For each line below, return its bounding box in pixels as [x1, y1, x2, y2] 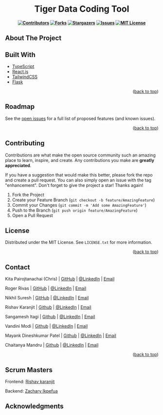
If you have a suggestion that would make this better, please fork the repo [5, 172, 153, 178]
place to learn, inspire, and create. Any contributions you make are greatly [5, 157, 155, 163]
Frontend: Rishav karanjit [5, 379, 55, 385]
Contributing [5, 139, 45, 147]
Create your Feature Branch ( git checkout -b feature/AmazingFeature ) [12, 197, 155, 203]
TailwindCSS [12, 74, 38, 79]
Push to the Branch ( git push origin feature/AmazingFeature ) [12, 207, 138, 213]
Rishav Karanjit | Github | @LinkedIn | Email [5, 304, 91, 310]
